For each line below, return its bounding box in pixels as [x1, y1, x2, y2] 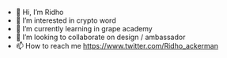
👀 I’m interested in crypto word [15, 16, 116, 25]
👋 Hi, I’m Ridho [15, 8, 64, 16]
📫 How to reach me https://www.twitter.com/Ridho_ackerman [15, 42, 219, 50]
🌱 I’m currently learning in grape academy [15, 24, 153, 33]
